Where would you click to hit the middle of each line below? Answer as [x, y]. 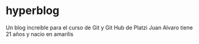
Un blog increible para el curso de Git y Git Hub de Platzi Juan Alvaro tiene [99, 28]
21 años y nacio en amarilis [40, 34]
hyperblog [33, 11]
